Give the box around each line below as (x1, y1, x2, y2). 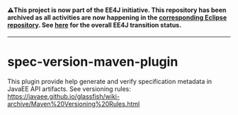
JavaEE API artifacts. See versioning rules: (7, 85, 131, 93)
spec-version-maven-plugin (7, 54, 178, 70)
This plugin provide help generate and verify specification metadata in (7, 78, 212, 86)
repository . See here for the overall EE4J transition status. (7, 20, 182, 29)
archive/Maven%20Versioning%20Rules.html (7, 99, 140, 109)
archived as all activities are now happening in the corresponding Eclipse (7, 13, 227, 21)
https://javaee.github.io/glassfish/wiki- (7, 92, 120, 101)
